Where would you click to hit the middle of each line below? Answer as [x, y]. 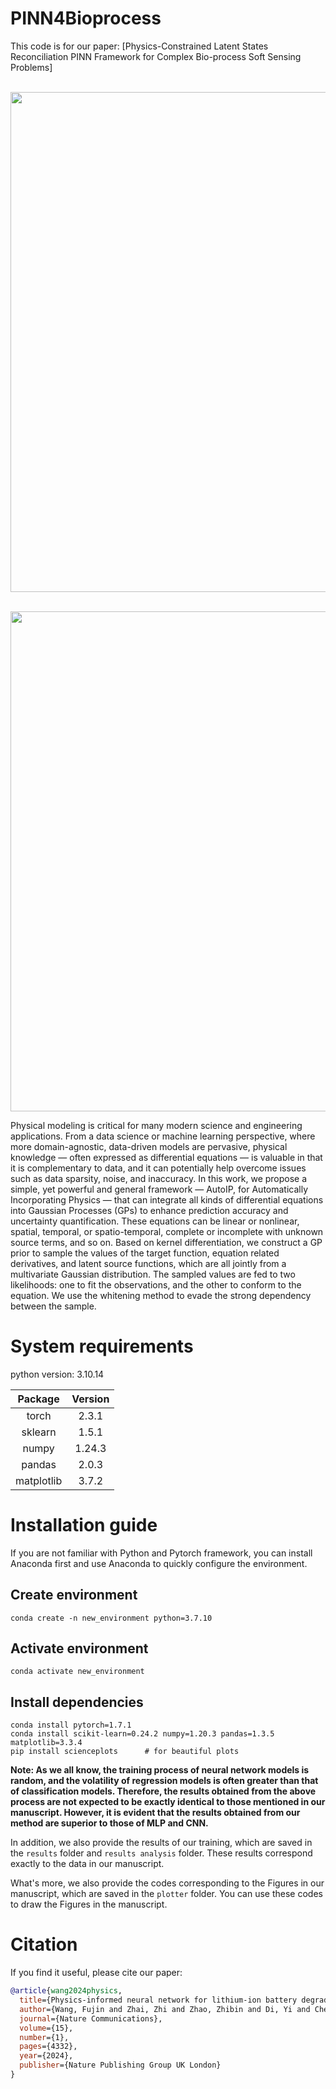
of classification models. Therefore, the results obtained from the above [163, 1791]
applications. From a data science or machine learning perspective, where [163, 1136]
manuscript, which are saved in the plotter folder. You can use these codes [166, 1894]
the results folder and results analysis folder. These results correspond [161, 1853]
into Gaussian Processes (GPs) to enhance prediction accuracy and [149, 1210]
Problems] [31, 67]
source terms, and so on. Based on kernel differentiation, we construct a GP [166, 1242]
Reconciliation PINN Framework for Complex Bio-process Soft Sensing [156, 56]
